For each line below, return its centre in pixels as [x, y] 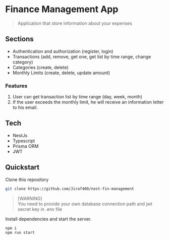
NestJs [20, 135]
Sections [19, 39]
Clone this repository [27, 179]
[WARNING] [30, 198]
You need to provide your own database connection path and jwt [85, 204]
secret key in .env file [40, 209]
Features [16, 86]
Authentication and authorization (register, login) [63, 51]
